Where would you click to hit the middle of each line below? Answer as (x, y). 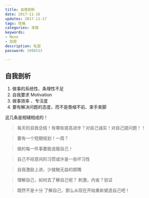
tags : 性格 (15, 23)
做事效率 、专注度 (30, 101)
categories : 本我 (22, 28)
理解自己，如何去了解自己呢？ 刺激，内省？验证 (65, 180)
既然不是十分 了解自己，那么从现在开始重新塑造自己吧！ (73, 190)
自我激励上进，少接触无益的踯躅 (49, 170)
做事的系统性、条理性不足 (38, 89)
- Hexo (12, 37)
